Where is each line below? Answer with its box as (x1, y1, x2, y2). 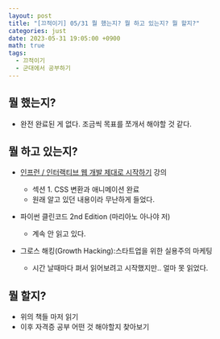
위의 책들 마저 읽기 (19, 312, 79, 322)
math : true (8, 42, 45, 50)
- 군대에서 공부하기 (15, 64, 71, 72)
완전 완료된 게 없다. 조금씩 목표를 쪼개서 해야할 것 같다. (19, 118, 192, 129)
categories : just (8, 27, 67, 35)
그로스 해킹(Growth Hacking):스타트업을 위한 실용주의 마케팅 (19, 246, 213, 256)
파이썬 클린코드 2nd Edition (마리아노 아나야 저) (19, 212, 171, 221)
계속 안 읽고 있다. (31, 229, 86, 238)
